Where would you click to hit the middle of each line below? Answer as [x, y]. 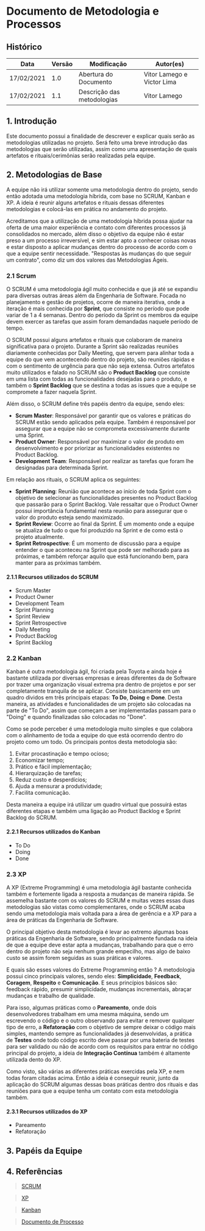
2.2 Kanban [24, 658]
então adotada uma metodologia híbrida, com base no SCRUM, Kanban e [98, 196]
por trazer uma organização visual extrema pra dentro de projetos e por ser [101, 685]
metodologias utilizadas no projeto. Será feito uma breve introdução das [97, 143]
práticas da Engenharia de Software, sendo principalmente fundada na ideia [102, 938]
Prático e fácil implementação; [53, 767]
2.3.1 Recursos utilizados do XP [47, 1111]
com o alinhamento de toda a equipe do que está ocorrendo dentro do [95, 735]
